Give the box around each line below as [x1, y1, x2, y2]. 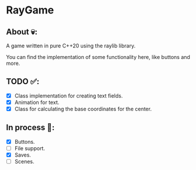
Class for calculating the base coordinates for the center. [14, 105, 152, 112]
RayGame [6, 4, 54, 17]
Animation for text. [14, 99, 60, 106]
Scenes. [14, 158, 35, 165]
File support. [14, 144, 46, 152]
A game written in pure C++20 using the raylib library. [6, 42, 136, 49]
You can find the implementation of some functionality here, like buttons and [6, 54, 190, 60]
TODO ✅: [6, 77, 40, 86]
